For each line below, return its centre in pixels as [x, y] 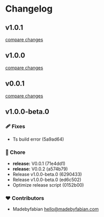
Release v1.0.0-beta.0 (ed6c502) [47, 180]
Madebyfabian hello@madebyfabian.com [56, 209]
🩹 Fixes [15, 126]
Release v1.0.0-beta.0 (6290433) [47, 174]
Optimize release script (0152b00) [48, 185]
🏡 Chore [15, 152]
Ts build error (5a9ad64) [38, 139]
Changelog [29, 9]
